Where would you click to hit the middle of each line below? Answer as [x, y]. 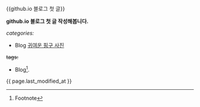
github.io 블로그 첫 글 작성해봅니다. [47, 21]
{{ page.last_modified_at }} [39, 81]
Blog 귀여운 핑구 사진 [39, 45]
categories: [20, 33]
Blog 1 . [22, 69]
